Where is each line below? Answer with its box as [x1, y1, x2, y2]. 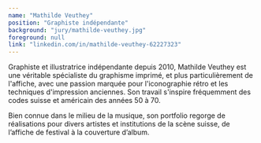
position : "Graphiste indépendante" [8, 19, 129, 27]
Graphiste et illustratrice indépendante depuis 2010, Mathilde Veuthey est [8, 62, 247, 71]
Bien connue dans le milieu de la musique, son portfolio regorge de [8, 111, 226, 120]
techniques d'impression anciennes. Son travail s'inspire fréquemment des [8, 87, 251, 97]
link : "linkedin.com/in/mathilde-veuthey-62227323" [8, 41, 181, 49]
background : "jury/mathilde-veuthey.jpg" [8, 26, 147, 34]
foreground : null [8, 33, 65, 42]
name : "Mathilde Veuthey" [8, 11, 93, 20]
